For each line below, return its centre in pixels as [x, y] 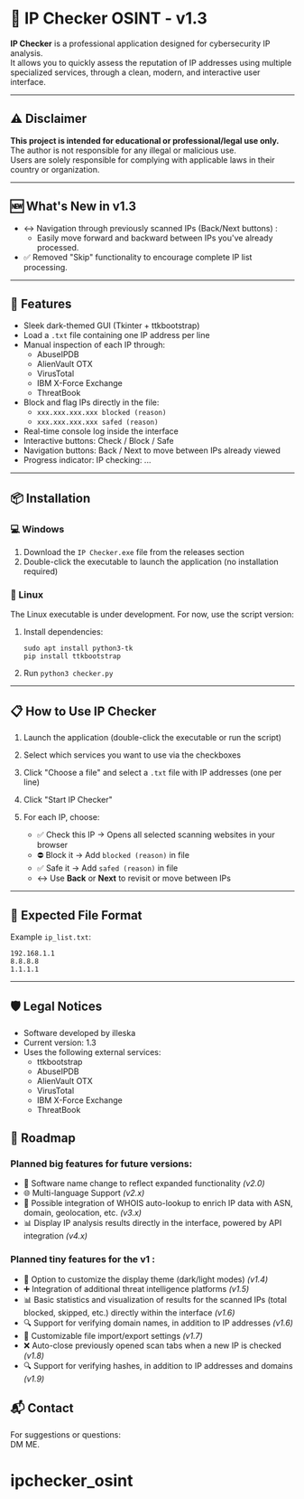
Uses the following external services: [92, 1051]
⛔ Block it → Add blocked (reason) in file [113, 855]
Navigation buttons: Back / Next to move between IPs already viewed [152, 450]
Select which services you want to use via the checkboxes [132, 755]
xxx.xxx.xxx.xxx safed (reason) [97, 423]
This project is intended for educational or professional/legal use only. [145, 140]
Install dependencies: [63, 632]
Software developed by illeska [79, 1032]
